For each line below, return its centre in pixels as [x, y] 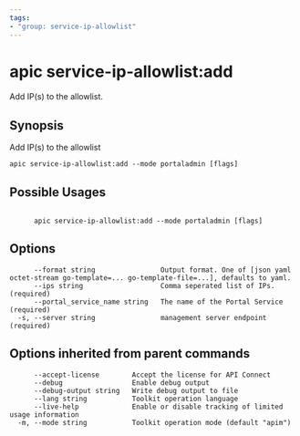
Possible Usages [58, 192]
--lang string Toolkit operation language [136, 399]
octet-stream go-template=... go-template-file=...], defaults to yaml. [150, 278]
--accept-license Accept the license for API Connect [152, 375]
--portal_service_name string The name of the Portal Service [158, 302]
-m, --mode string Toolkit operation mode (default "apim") [155, 422]
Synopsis [36, 125]
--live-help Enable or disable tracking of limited [158, 407]
